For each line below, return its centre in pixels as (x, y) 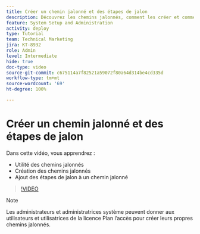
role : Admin (21, 51)
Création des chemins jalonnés (53, 171)
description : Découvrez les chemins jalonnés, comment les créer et (93, 17)
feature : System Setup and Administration (60, 23)
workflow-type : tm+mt (33, 78)
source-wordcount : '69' (36, 84)
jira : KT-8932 (24, 45)
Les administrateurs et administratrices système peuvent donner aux (90, 211)
